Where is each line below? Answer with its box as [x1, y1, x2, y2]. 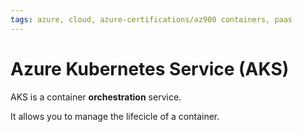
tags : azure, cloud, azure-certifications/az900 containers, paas [10, 14, 293, 25]
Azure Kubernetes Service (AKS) [10, 57, 290, 80]
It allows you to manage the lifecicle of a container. [10, 110, 220, 122]
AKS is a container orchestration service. [10, 91, 182, 103]
